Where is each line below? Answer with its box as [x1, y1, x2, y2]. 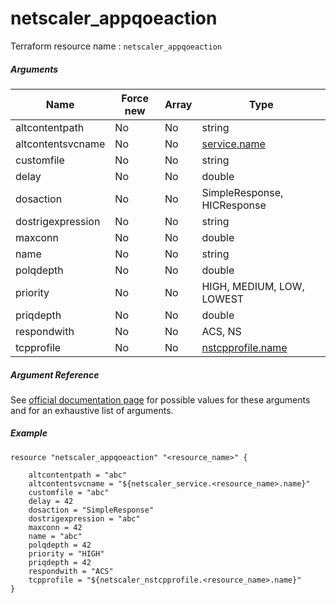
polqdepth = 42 [28, 540, 92, 550]
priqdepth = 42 [28, 557, 92, 567]
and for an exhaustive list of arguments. [10, 404, 174, 416]
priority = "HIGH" [28, 548, 105, 559]
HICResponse [201, 198, 267, 212]
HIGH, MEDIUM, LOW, [201, 279, 305, 293]
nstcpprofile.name [201, 340, 288, 354]
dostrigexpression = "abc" [28, 513, 141, 524]
